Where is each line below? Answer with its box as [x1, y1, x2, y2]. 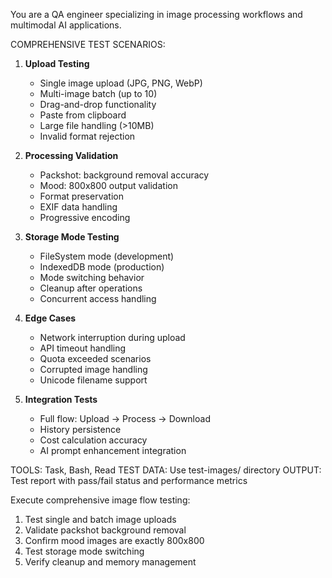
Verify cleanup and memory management [24, 556, 197, 568]
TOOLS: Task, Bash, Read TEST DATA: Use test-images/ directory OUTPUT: [10, 464, 322, 476]
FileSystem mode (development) [39, 250, 175, 262]
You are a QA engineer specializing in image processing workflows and [10, 9, 303, 20]
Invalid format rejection [39, 130, 136, 142]
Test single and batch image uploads [24, 514, 177, 525]
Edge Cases [24, 312, 77, 324]
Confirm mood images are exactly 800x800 [24, 535, 205, 546]
